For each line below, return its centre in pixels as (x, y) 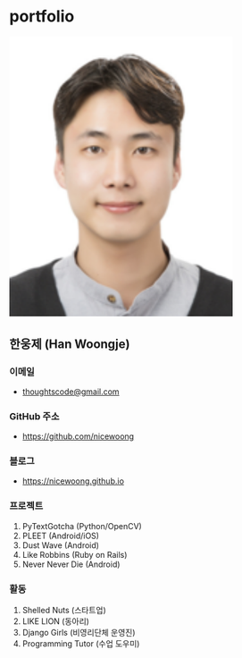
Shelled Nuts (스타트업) (64, 611)
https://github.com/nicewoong (78, 436)
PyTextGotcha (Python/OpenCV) (82, 526)
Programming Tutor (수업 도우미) (81, 644)
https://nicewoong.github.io (73, 481)
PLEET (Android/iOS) (61, 536)
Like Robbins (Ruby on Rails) (75, 554)
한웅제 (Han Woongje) (70, 344)
